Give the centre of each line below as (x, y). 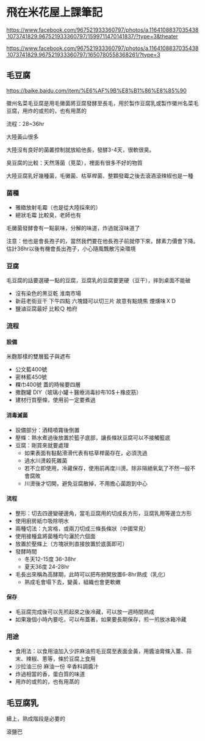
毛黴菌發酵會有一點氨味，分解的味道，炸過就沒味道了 (73, 228)
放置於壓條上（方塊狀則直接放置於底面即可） (71, 544)
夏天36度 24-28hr (47, 566)
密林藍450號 (31, 377)
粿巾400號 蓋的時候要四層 (48, 385)
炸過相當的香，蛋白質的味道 (50, 674)
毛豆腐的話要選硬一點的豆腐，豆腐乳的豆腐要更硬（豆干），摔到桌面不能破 (99, 280)
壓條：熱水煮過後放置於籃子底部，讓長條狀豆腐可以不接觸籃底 (93, 437)
